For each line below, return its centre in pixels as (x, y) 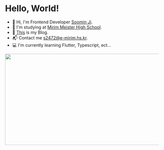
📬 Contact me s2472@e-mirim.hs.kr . (50, 37)
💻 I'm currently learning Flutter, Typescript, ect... (61, 45)
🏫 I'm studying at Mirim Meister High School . (57, 27)
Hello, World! (32, 9)
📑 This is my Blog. (30, 32)
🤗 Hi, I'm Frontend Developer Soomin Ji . (52, 22)
